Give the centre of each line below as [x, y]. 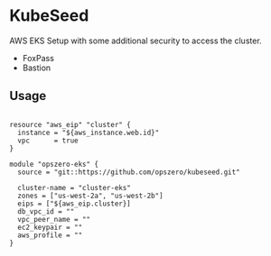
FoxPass [38, 58]
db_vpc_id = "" [46, 211]
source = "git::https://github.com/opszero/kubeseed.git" [129, 172]
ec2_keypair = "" [50, 227]
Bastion [37, 68]
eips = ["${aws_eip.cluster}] [74, 204]
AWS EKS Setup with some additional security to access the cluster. [135, 41]
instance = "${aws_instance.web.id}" [89, 133]
